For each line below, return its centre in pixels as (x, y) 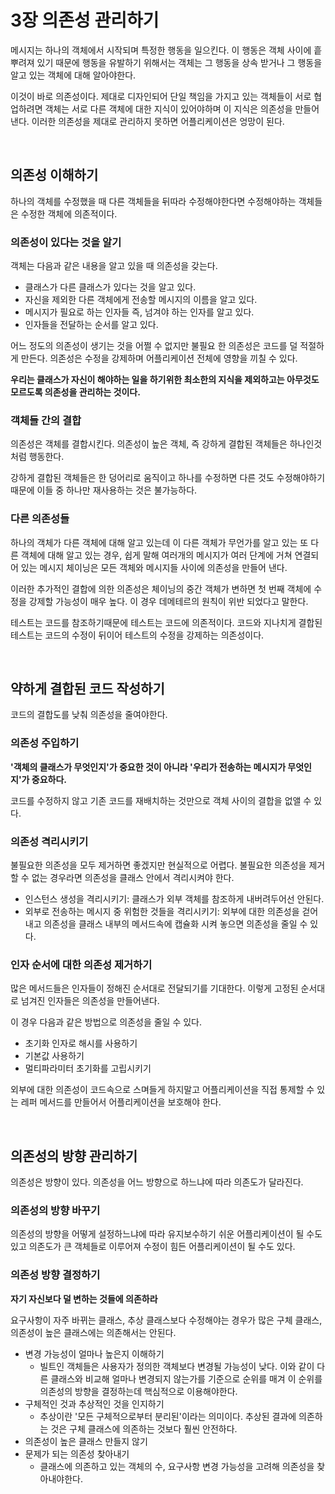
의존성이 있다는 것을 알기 (66, 242)
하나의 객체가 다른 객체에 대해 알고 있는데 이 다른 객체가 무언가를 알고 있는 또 (159, 542)
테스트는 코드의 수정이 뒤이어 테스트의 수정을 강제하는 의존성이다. (137, 635)
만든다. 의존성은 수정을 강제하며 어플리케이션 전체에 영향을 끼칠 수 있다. (159, 358)
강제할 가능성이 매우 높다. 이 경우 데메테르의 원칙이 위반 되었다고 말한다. (168, 601)
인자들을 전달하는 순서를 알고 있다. (91, 325)
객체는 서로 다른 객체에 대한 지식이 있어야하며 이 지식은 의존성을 (168, 108)
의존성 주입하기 (45, 743)
